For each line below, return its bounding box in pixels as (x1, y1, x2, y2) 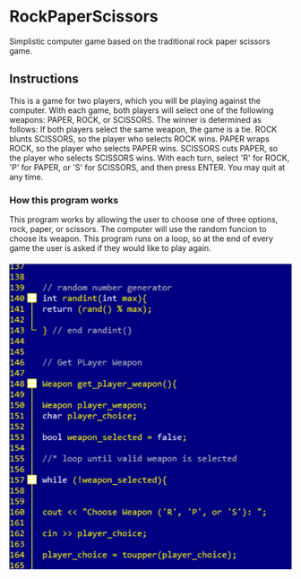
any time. (9, 171, 44, 182)
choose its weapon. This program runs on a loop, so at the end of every (9, 233, 274, 244)
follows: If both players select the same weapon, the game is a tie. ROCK (9, 124, 278, 134)
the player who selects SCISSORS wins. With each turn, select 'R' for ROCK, (9, 152, 290, 163)
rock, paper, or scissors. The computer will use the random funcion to (9, 224, 267, 235)
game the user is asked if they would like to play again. (9, 243, 212, 254)
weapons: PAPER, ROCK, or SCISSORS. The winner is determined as (9, 114, 262, 125)
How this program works (9, 194, 119, 206)
